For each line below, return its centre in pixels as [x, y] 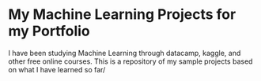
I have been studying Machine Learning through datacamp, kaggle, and [125, 53]
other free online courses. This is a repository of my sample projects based [130, 61]
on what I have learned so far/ [57, 69]
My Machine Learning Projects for [122, 15]
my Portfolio [49, 31]
